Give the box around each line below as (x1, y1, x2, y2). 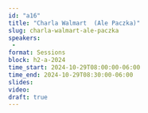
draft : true (8, 93, 48, 101)
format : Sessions (8, 49, 66, 56)
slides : (8, 78, 34, 86)
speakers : (8, 33, 41, 42)
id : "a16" (8, 11, 41, 20)
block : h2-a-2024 (8, 56, 66, 64)
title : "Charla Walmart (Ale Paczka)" (8, 19, 141, 27)
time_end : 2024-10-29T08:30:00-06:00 (8, 71, 134, 79)
